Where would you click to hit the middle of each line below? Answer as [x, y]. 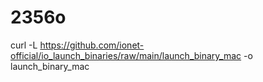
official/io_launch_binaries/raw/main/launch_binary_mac [126, 55]
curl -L [24, 45]
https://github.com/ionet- [92, 45]
